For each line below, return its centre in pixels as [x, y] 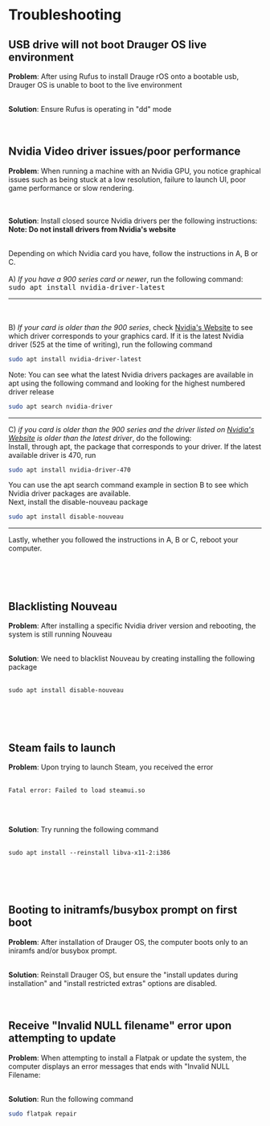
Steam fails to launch [62, 747]
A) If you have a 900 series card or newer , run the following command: [126, 278]
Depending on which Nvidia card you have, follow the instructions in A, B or [133, 253]
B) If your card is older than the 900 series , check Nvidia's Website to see [131, 327]
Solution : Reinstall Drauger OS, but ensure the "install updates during [123, 975]
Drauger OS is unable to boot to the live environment [95, 85]
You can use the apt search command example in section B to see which [129, 485]
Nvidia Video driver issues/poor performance [125, 152]
